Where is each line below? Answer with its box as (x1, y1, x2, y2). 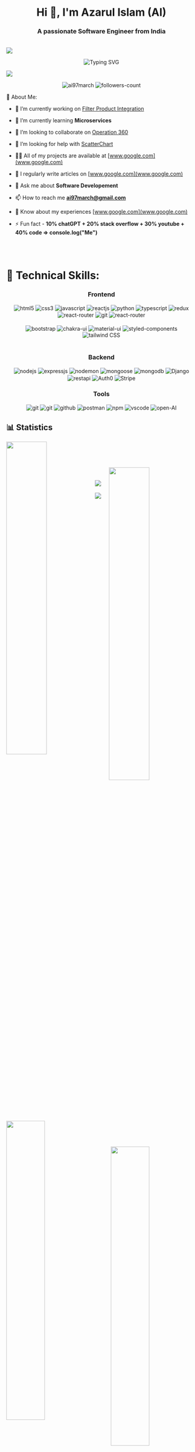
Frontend (88, 290, 115, 299)
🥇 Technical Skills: (6, 268, 100, 282)
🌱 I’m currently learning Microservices (14, 117, 112, 124)
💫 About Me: (6, 93, 37, 101)
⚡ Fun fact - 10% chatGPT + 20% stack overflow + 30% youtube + (14, 220, 185, 228)
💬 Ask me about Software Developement (14, 182, 118, 190)
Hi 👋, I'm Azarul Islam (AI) (36, 5, 167, 19)
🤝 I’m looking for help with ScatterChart (14, 141, 113, 148)
